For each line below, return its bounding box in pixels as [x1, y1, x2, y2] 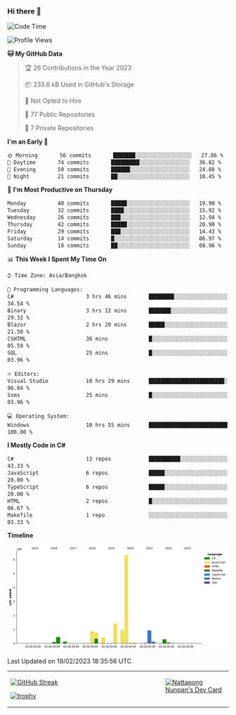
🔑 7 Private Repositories [24, 124, 94, 132]
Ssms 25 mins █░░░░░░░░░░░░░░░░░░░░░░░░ [7, 392, 228, 399]
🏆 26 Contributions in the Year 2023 [24, 63, 132, 72]
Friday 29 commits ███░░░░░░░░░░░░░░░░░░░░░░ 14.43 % [7, 228, 221, 235]
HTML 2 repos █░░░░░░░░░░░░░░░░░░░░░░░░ [7, 498, 228, 505]
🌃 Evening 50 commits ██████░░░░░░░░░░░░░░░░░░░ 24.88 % [7, 166, 221, 173]
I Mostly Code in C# [7, 441, 66, 450]
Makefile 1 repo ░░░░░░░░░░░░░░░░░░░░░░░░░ [7, 512, 228, 519]
